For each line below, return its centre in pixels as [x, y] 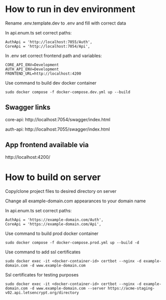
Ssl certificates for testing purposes [42, 274]
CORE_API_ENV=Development [32, 65]
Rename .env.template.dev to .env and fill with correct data [66, 23]
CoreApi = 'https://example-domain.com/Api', [53, 224]
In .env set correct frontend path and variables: [54, 56]
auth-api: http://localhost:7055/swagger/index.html [58, 129]
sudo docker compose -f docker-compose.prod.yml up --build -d [72, 242]
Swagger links [28, 107]
